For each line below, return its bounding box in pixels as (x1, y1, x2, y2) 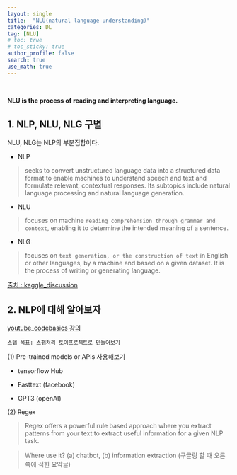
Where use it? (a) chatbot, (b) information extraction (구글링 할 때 (24, 451, 213, 460)
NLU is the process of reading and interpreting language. (7, 96, 178, 105)
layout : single (7, 10, 52, 18)
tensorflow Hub (17, 367, 64, 375)
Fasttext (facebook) (17, 380, 76, 389)
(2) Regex (7, 408, 36, 416)
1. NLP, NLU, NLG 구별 (7, 118, 102, 131)
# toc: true (7, 37, 42, 44)
